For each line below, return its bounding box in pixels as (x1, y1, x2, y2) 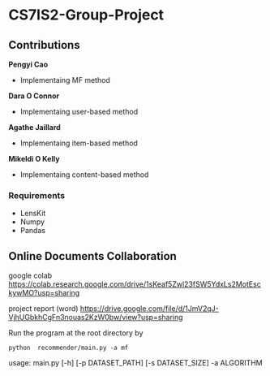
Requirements (8, 189, 66, 201)
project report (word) (8, 304, 79, 313)
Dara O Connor (8, 91, 59, 101)
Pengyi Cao (8, 59, 49, 69)
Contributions (8, 38, 80, 52)
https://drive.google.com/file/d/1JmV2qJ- (79, 304, 219, 313)
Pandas (19, 226, 46, 236)
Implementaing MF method (19, 76, 111, 84)
